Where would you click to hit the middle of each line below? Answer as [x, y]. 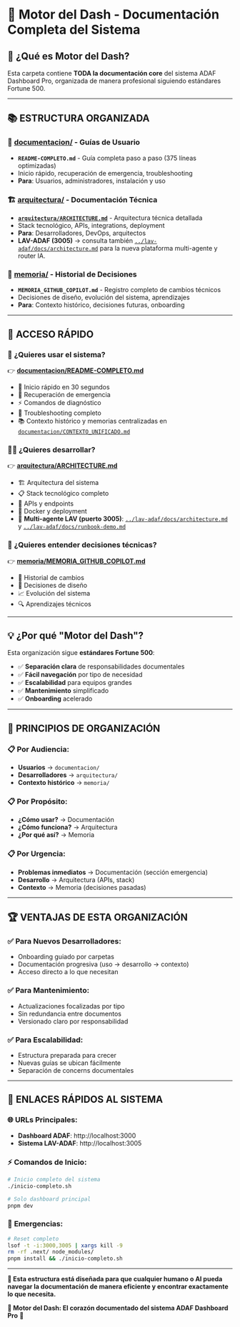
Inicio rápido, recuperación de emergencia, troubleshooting [105, 173]
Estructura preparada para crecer [67, 1055]
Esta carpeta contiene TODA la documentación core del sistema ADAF [112, 73]
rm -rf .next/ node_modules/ [51, 1252]
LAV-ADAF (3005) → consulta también [75, 240]
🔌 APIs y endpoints [45, 504]
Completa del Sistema [74, 30]
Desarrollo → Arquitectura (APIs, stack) [76, 880]
